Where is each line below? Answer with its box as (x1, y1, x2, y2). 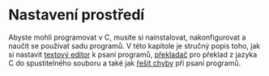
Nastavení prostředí (8, 6, 145, 24)
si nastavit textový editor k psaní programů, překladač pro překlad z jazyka (8, 49, 258, 59)
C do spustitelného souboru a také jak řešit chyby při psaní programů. (8, 58, 241, 68)
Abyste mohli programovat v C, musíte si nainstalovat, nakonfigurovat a (8, 32, 246, 42)
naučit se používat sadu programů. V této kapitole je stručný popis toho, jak (8, 40, 261, 50)
